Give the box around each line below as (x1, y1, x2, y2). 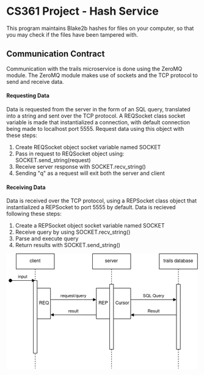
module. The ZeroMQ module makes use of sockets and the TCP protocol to (6, 72, 199, 79)
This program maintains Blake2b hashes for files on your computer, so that (6, 24, 194, 32)
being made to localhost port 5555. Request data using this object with (6, 125, 184, 132)
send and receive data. (6, 78, 64, 85)
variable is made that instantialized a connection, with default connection (6, 118, 191, 126)
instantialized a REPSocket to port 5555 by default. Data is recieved (6, 204, 176, 211)
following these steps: (6, 210, 62, 218)
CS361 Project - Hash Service (6, 4, 159, 18)
